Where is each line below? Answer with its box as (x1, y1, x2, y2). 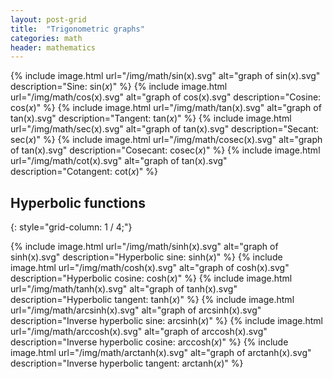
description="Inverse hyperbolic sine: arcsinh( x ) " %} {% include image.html (10, 315, 323, 327)
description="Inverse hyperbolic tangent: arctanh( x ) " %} (10, 357, 244, 370)
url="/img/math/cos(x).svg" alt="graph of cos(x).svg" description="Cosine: (10, 91, 322, 103)
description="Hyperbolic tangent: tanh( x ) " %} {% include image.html (10, 294, 295, 306)
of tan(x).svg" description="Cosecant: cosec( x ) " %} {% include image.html (10, 144, 321, 156)
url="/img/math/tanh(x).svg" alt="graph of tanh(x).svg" (10, 283, 238, 295)
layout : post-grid (10, 14, 87, 25)
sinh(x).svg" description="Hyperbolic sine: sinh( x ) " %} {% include (10, 251, 283, 263)
